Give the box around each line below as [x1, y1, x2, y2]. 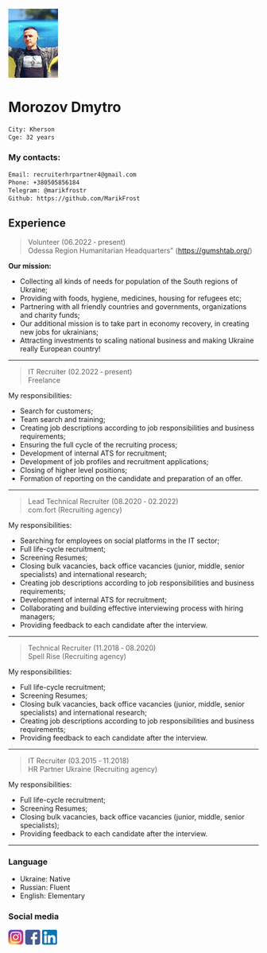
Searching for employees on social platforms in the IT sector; [19, 536, 220, 545]
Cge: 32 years [8, 133, 56, 141]
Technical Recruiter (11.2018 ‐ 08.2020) [27, 643, 157, 653]
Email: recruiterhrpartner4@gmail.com [8, 171, 137, 179]
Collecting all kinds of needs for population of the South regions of [19, 277, 238, 286]
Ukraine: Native [19, 874, 71, 884]
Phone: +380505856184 [8, 179, 80, 187]
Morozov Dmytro [8, 99, 122, 116]
